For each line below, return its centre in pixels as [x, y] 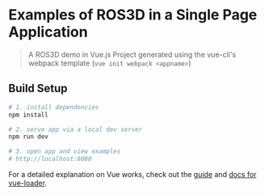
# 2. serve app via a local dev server [76, 129]
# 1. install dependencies [54, 107]
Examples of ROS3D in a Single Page [133, 15]
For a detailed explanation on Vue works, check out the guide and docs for [132, 174]
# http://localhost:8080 [50, 159]
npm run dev [28, 137]
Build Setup [38, 89]
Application [48, 32]
